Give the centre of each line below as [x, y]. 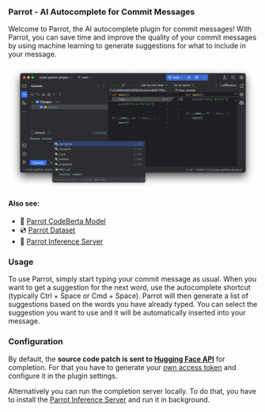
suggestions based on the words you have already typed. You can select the [133, 304]
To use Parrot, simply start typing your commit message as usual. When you [132, 279]
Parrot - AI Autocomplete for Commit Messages [102, 12]
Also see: [24, 203]
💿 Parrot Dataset [47, 230]
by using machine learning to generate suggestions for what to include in [127, 46]
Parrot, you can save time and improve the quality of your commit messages [132, 37]
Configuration [36, 342]
